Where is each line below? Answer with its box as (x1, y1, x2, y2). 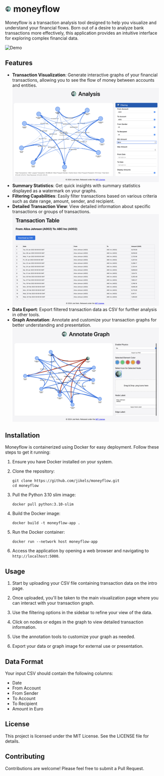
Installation (5, 431, 40, 439)
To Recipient (12, 701, 38, 707)
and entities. (12, 82, 38, 88)
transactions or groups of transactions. (12, 208, 91, 214)
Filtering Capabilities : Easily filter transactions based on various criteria (12, 193, 157, 199)
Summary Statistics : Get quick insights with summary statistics (12, 183, 141, 188)
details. (5, 738, 20, 744)
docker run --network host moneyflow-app (12, 539, 98, 544)
